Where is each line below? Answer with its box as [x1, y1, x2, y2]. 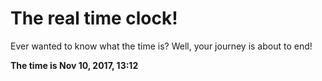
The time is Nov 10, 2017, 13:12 [10, 59, 139, 71]
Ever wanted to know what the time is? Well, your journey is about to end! [10, 40, 313, 52]
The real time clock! [10, 7, 178, 30]
